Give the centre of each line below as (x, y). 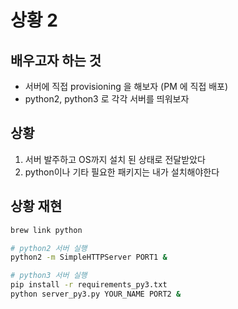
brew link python (46, 230)
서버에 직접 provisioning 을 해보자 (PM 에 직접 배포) (126, 86)
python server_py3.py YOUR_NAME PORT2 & (96, 294)
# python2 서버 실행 (49, 248)
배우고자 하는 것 (56, 60)
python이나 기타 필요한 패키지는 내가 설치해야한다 (122, 172)
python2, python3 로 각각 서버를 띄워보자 (107, 99)
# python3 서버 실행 (49, 276)
